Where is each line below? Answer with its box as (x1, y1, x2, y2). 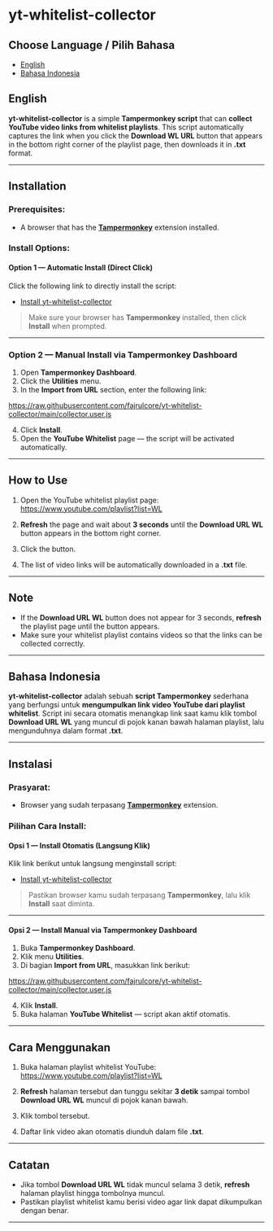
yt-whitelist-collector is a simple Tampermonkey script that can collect (8, 113, 253, 123)
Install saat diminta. (28, 899, 95, 909)
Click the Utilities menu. (19, 376, 102, 386)
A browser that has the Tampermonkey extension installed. (19, 222, 219, 232)
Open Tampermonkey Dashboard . (19, 367, 137, 377)
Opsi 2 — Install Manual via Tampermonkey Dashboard (8, 925, 197, 935)
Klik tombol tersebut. (19, 1111, 90, 1121)
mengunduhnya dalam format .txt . (8, 726, 123, 736)
